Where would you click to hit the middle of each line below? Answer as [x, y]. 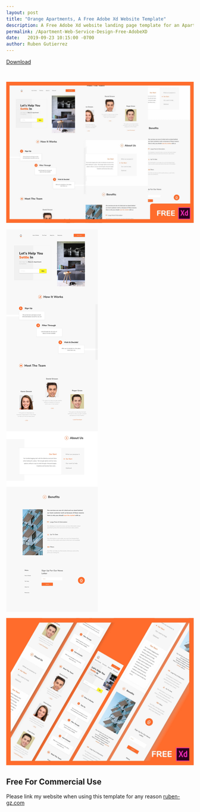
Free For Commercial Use [54, 782]
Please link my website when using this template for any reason [84, 796]
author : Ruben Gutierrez [37, 44]
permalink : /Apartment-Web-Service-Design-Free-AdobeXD [77, 32]
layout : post [22, 13]
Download [19, 62]
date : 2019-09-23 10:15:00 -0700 [50, 38]
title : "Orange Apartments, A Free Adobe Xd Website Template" [86, 19]
